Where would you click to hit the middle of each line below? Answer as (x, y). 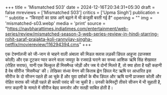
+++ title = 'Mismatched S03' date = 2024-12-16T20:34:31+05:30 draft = (80, 7)
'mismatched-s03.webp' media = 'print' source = (55, 23)
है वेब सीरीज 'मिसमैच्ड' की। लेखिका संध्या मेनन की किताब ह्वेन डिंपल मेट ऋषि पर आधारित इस (78, 71)
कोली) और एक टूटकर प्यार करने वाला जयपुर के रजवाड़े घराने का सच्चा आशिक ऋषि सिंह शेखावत (81, 60)
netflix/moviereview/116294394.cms (42, 45)
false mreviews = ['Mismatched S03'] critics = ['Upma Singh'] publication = (83, 12)
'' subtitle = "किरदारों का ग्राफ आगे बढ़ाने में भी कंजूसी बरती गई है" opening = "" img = (79, 18)
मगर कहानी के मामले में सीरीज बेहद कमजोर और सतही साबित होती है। (59, 88)
